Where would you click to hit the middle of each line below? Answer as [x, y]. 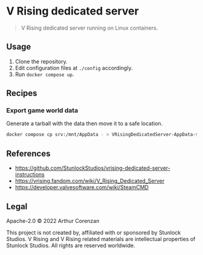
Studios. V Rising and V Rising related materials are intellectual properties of [101, 239]
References [28, 153]
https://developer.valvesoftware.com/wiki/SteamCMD [82, 187]
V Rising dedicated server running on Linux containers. [89, 28]
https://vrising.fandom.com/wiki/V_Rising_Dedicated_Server [90, 181]
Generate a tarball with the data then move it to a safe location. [85, 124]
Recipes [22, 93]
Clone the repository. [41, 61]
